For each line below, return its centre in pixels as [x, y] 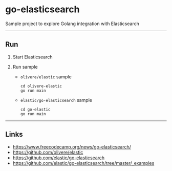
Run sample [25, 67]
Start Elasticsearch [33, 57]
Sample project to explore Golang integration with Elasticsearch [72, 24]
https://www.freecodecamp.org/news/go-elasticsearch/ [72, 146]
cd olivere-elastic [41, 86]
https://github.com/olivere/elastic [48, 152]
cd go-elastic [35, 109]
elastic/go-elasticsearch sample [56, 100]
